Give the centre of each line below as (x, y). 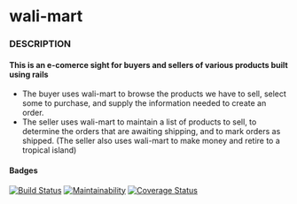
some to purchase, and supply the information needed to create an (144, 103)
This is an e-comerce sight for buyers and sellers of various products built (148, 64)
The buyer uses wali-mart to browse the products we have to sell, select (154, 94)
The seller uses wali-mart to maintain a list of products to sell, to (139, 122)
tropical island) (49, 150)
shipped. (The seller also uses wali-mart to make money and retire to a (151, 141)
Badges (23, 170)
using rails (29, 74)
